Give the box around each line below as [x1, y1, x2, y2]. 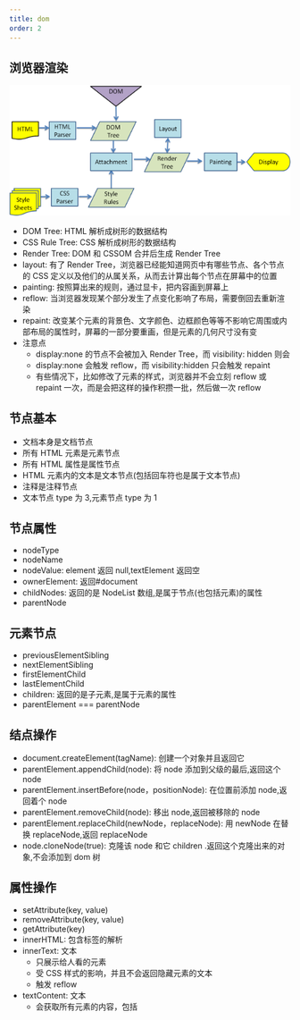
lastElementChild [21, 679, 85, 689]
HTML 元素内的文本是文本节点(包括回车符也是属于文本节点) [21, 469, 241, 480]
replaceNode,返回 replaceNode [32, 829, 148, 839]
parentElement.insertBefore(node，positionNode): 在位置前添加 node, [21, 784, 279, 795]
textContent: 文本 [21, 990, 87, 1000]
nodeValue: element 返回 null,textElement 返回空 [21, 565, 201, 576]
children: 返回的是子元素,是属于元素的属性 [21, 689, 177, 700]
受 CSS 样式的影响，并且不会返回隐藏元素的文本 [35, 967, 212, 978]
